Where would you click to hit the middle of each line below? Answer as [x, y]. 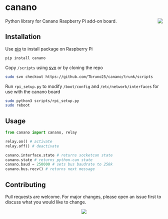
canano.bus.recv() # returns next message [50, 169]
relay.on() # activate [29, 141]
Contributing [25, 185]
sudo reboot [17, 105]
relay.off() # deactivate [32, 146]
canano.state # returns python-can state [49, 160]
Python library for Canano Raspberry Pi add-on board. [61, 21]
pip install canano [25, 58]
